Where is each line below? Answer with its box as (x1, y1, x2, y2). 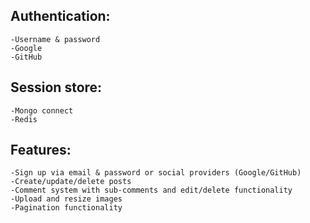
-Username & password (10, 34, 101, 44)
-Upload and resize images (10, 194, 123, 204)
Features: (10, 142, 72, 159)
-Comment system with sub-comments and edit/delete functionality (10, 185, 293, 196)
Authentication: (10, 8, 111, 25)
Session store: (10, 79, 103, 96)
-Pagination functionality (10, 203, 123, 213)
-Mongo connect (10, 105, 74, 116)
